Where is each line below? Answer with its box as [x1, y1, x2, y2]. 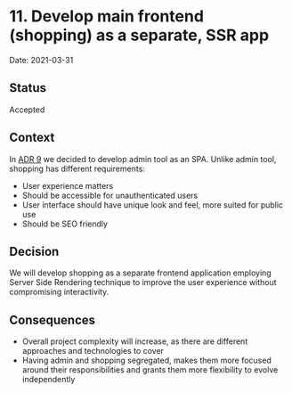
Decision [9, 243, 60, 259]
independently [21, 374, 76, 385]
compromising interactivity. [9, 287, 109, 298]
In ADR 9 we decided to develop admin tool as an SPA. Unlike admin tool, [9, 153, 277, 164]
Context [9, 130, 55, 145]
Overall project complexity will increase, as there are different [21, 336, 248, 347]
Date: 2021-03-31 [9, 54, 74, 65]
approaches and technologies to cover [21, 346, 165, 356]
